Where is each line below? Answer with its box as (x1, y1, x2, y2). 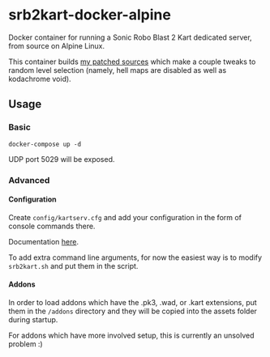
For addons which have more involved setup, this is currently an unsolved (8, 330, 255, 340)
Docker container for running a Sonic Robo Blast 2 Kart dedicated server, (8, 32, 253, 42)
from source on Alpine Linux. (8, 40, 105, 50)
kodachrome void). (8, 74, 71, 83)
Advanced (8, 174, 50, 185)
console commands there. (8, 221, 96, 231)
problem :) (8, 338, 43, 349)
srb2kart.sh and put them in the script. (8, 261, 139, 270)
